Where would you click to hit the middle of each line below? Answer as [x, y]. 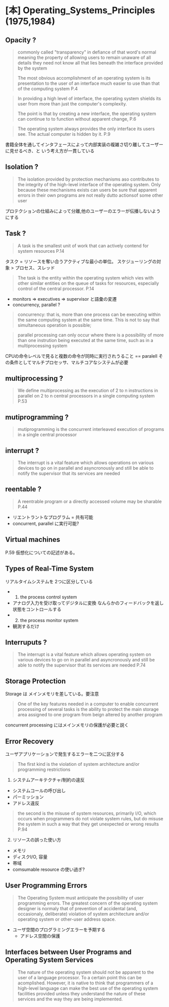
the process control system [48, 597]
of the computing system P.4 [48, 89]
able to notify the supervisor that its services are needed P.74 [81, 665]
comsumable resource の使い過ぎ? [48, 869]
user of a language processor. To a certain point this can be [80, 977]
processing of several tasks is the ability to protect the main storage [88, 709]
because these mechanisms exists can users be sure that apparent [87, 190]
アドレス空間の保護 [40, 936]
